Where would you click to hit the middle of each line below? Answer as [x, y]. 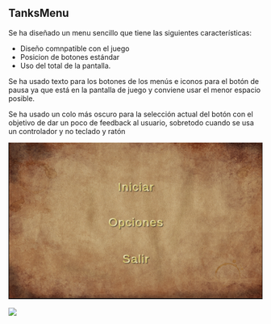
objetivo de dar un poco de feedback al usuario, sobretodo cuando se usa [131, 122]
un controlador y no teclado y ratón [67, 131]
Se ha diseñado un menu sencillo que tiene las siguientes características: [130, 32]
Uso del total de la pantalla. [65, 65]
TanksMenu [39, 13]
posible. [21, 98]
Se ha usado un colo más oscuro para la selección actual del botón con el [131, 114]
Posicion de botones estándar [70, 57]
